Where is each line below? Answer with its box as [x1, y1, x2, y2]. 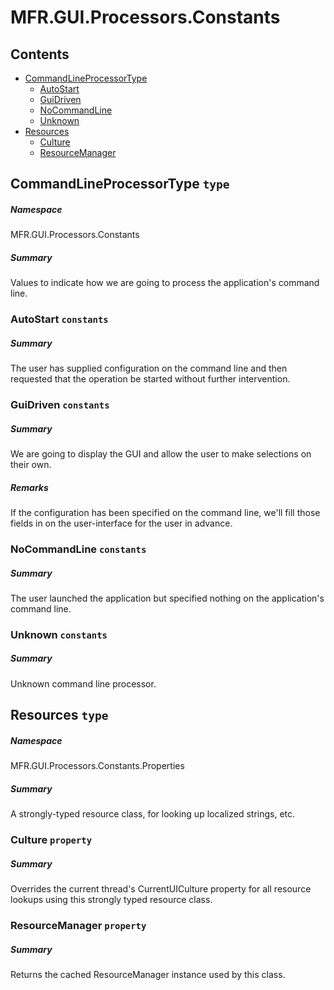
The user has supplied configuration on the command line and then [10, 362, 288, 375]
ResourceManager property [10, 919, 147, 932]
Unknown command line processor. [10, 677, 157, 690]
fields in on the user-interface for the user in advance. [10, 517, 233, 530]
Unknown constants [10, 627, 108, 641]
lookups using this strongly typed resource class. [10, 894, 213, 906]
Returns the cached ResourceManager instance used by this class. [10, 968, 286, 980]
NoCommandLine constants [10, 542, 147, 556]
